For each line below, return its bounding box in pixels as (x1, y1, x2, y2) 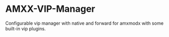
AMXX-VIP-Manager (5, 3, 96, 15)
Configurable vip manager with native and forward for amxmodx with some (5, 20, 164, 26)
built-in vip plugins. (5, 25, 46, 31)
